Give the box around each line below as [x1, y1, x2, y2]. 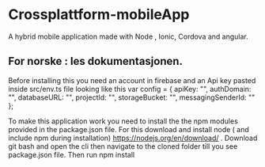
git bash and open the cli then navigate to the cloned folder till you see [8, 141, 238, 151]
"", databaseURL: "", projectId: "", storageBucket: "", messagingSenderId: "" [8, 93, 256, 102]
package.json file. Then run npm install [8, 150, 135, 159]
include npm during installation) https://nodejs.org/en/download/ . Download [8, 133, 258, 142]
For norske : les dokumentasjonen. [8, 55, 184, 68]
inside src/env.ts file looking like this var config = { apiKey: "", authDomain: [8, 84, 252, 93]
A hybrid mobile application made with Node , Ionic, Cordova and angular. [8, 32, 249, 41]
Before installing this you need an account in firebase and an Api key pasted [8, 75, 256, 85]
